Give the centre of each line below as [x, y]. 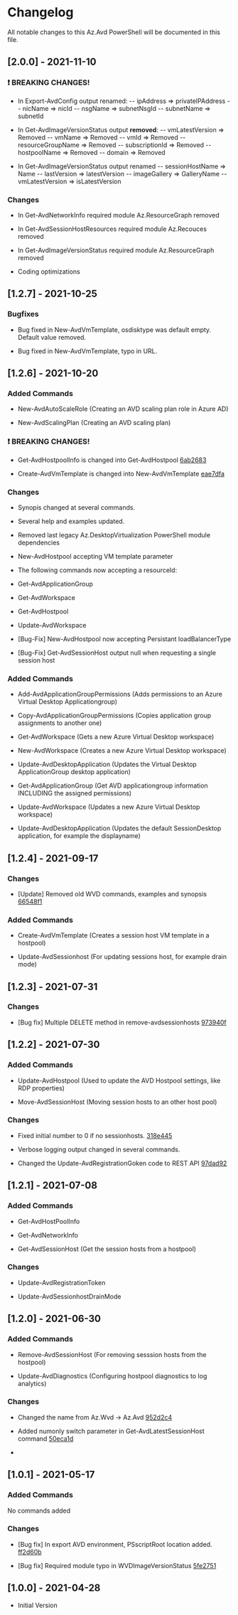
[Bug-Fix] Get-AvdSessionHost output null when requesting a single [117, 653]
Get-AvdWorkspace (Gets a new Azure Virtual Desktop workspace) [116, 737]
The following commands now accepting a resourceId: [97, 570]
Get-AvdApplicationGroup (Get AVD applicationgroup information [113, 785]
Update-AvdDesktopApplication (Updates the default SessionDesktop [119, 828]
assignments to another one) [60, 723]
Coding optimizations [49, 272]
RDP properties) [41, 1088]
